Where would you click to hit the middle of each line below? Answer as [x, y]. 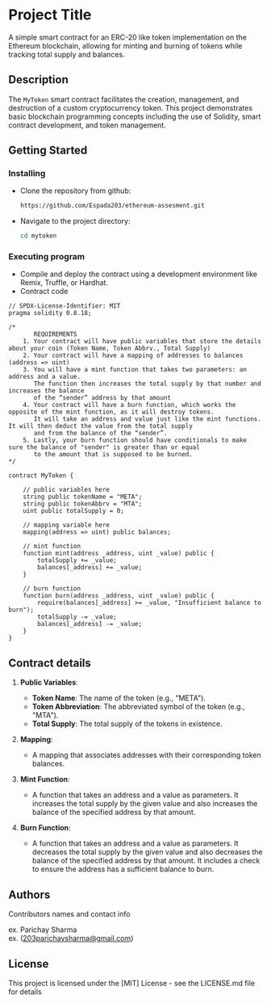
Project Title [50, 15]
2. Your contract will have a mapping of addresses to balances [133, 356]
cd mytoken [38, 236]
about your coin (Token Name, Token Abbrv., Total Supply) [110, 349]
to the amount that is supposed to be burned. [113, 455]
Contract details [50, 663]
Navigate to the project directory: [75, 221]
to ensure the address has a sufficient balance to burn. [123, 869]
